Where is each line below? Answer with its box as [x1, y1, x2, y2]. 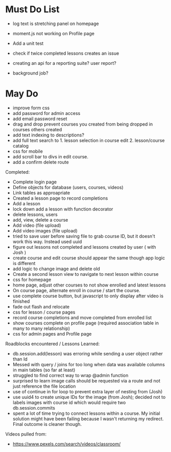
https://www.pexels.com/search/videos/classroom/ [12, 441, 121, 447]
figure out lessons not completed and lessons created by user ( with [12, 244, 157, 250]
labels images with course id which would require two [12, 399, 126, 406]
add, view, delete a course [12, 217, 68, 223]
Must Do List [5, 4, 60, 15]
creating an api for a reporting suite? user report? [12, 60, 116, 66]
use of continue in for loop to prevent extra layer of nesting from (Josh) [12, 388, 163, 394]
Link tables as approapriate [12, 189, 70, 196]
